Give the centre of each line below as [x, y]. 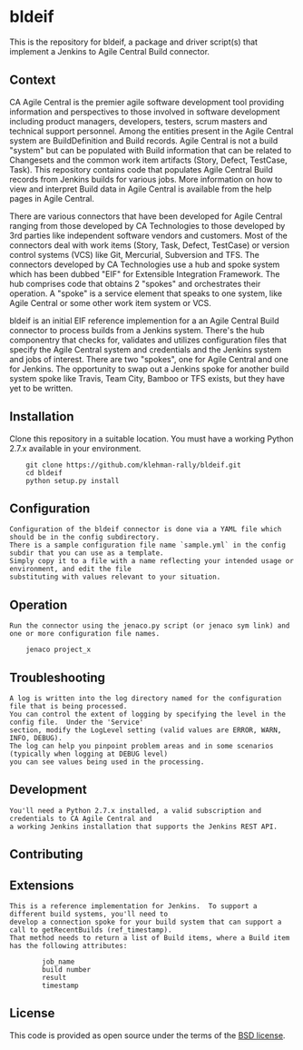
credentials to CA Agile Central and [81, 818]
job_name [59, 962]
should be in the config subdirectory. [85, 538]
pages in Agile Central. [52, 198]
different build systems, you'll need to [89, 915]
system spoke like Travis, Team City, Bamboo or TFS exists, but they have [147, 378]
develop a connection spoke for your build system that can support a [146, 922]
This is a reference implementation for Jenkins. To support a [133, 906]
